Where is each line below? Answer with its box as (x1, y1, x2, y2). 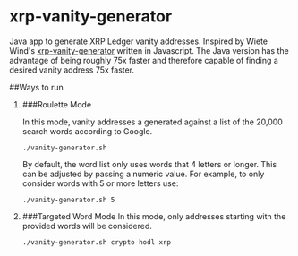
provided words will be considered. (21, 220, 152, 231)
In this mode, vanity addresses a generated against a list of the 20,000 (21, 116, 284, 127)
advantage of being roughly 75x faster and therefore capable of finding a (9, 55, 279, 65)
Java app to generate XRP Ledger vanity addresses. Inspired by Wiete (9, 36, 268, 47)
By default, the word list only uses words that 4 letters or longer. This (21, 158, 277, 169)
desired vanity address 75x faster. (9, 64, 135, 75)
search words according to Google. (21, 125, 153, 136)
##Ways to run (9, 81, 64, 92)
